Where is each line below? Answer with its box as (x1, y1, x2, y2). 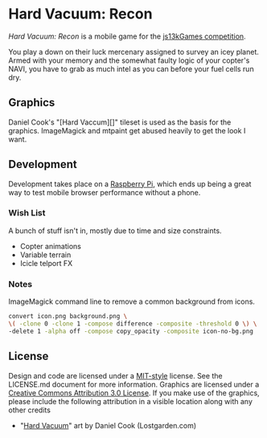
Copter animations (19, 241, 82, 251)
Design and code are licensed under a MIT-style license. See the (8, 370, 223, 380)
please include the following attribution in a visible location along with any (8, 396, 253, 406)
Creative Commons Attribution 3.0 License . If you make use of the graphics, (8, 387, 260, 398)
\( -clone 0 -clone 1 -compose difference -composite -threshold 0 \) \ (8, 320, 257, 328)
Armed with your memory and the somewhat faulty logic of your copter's (8, 55, 250, 65)
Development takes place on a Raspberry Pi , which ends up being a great (8, 178, 252, 189)
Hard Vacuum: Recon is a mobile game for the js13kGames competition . (8, 31, 247, 41)
